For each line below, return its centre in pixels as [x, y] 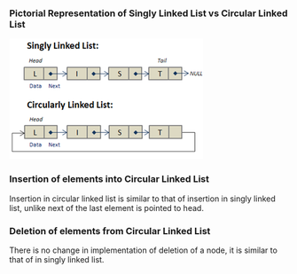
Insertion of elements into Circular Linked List [109, 179]
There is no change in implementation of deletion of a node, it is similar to [143, 250]
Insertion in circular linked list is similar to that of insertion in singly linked [143, 199]
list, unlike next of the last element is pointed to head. [106, 207]
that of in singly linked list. [57, 259]
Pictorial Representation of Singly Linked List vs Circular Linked [148, 13]
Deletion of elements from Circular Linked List [110, 231]
